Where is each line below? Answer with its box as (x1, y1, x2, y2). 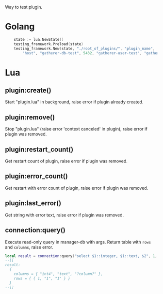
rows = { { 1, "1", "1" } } (14, 276, 70, 281)
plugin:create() (5, 86, 52, 95)
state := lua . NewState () (14, 37, 64, 42)
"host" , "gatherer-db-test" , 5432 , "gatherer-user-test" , (22, 50, 142, 55)
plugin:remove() (5, 113, 55, 121)
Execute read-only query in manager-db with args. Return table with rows (5, 239, 151, 245)
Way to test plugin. (5, 4, 43, 10)
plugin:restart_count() (5, 145, 74, 153)
